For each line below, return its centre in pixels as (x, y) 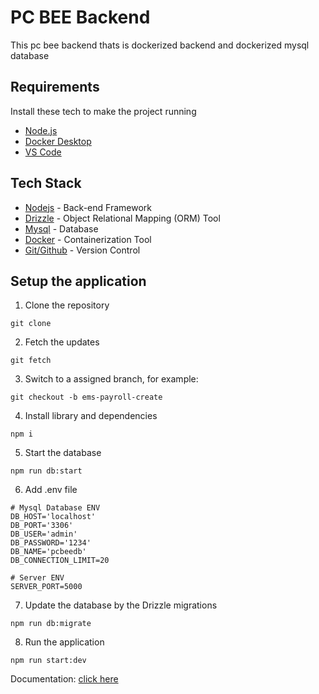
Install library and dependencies (91, 416)
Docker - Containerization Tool (88, 239)
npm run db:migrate (51, 624)
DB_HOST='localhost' (53, 517)
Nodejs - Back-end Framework (88, 207)
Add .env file (51, 490)
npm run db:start (46, 471)
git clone (31, 324)
